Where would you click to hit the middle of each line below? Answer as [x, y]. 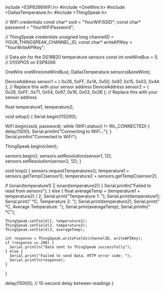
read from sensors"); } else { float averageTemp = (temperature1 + [73, 191]
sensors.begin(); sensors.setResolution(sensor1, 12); [59, 156]
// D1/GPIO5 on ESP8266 [30, 62]
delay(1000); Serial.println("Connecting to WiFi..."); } [58, 131]
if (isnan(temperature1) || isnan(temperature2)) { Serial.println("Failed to [78, 186]
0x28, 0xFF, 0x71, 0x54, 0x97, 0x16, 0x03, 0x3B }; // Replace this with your [82, 92]
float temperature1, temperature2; [40, 107]
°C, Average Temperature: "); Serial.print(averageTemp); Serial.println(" [78, 207]
